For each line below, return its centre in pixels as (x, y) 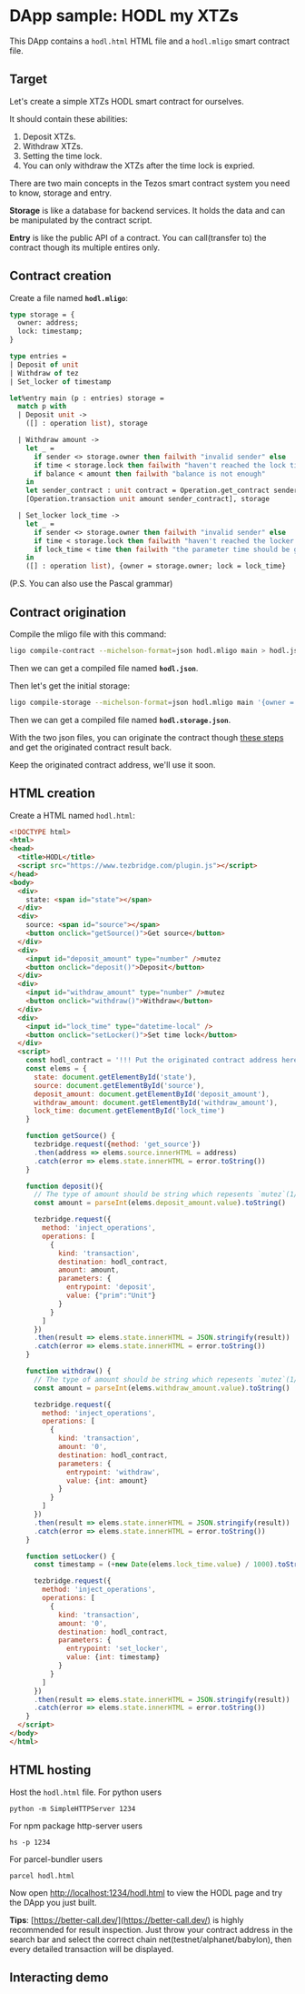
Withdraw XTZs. (53, 146)
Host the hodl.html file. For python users (85, 1792)
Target (29, 80)
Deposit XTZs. (49, 136)
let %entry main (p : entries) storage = (87, 398)
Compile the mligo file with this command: (88, 634)
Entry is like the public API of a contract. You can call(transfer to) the (138, 237)
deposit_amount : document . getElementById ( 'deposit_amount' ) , (152, 1094)
